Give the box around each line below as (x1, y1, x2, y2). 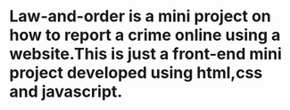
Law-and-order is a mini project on (9, 6, 272, 27)
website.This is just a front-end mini (9, 44, 283, 64)
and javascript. (9, 82, 123, 102)
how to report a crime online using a (9, 25, 281, 45)
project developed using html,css (9, 63, 263, 83)
